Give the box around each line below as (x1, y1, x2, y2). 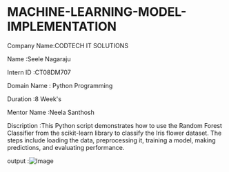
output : (7, 156, 30, 165)
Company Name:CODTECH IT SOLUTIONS (7, 41, 129, 50)
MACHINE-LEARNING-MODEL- (7, 4, 187, 20)
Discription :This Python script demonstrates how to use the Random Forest (7, 121, 223, 129)
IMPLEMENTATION (7, 19, 117, 34)
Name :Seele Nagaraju (7, 54, 71, 63)
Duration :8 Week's (7, 94, 62, 103)
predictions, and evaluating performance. (7, 143, 125, 151)
